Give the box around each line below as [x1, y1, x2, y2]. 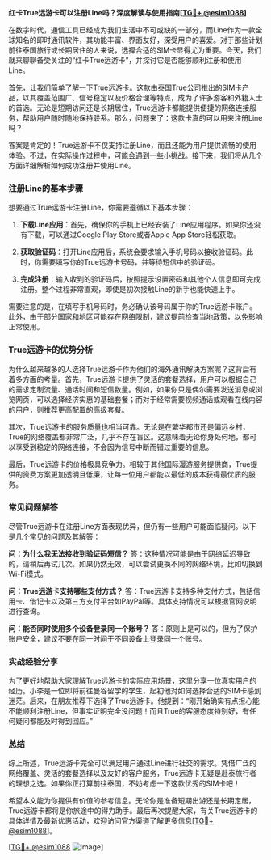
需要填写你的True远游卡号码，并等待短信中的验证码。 [41, 257, 219, 267]
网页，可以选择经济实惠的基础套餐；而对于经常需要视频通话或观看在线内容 [15, 394, 263, 404]
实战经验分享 [8, 655, 59, 667]
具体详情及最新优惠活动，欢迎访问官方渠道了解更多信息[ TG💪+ [8, 816, 214, 826]
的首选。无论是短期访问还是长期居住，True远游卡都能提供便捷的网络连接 [8, 103, 250, 112]
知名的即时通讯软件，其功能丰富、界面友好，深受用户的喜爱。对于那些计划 [15, 36, 263, 44]
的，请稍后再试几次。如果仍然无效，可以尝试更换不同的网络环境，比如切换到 [8, 558, 263, 569]
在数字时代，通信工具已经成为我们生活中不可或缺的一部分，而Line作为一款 [8, 25, 256, 35]
